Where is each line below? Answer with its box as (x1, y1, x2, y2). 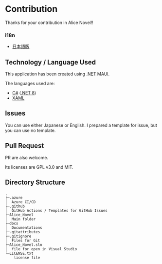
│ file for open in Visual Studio (5, 247, 77, 252)
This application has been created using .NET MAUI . (5, 71, 110, 77)
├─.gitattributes (5, 230, 40, 235)
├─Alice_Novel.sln (5, 242, 42, 247)
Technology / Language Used (5, 58, 96, 66)
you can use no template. (5, 127, 56, 133)
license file (14, 255, 40, 260)
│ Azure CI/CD (5, 199, 36, 205)
